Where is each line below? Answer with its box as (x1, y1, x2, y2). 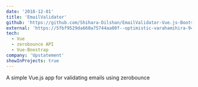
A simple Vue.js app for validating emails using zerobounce (6, 74, 150, 81)
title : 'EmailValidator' (6, 14, 67, 20)
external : (6, 25, 31, 31)
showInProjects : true (6, 58, 60, 63)
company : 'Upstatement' (6, 52, 65, 58)
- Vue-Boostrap (11, 47, 49, 53)
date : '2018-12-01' (6, 8, 54, 15)
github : (6, 19, 25, 25)
